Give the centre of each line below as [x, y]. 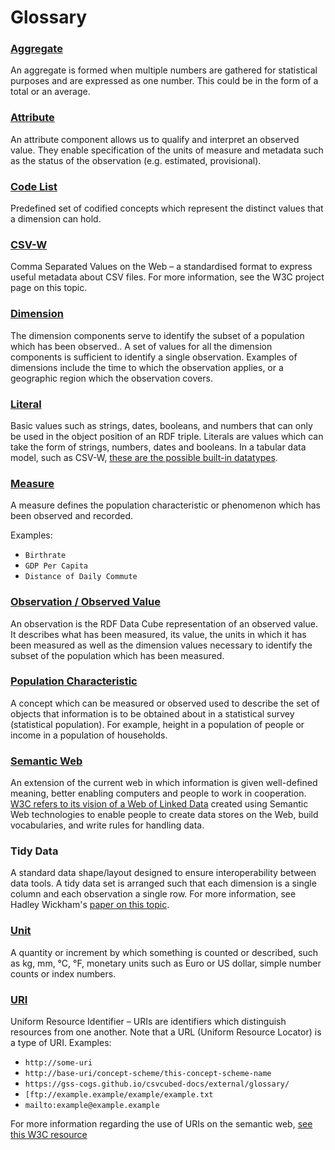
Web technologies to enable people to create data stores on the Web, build [164, 815]
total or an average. [50, 92]
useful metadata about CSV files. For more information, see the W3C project [167, 277]
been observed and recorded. [71, 516]
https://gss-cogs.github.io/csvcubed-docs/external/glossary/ [157, 1084]
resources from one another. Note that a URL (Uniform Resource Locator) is [166, 1032]
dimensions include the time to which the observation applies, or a [147, 367]
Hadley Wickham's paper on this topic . [90, 905]
